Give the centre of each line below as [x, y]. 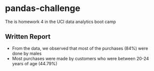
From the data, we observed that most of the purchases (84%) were [80, 48]
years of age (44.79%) [35, 63]
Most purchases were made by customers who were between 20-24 [80, 59]
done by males [27, 53]
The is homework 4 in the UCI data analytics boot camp [61, 22]
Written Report [28, 37]
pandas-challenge [43, 8]
